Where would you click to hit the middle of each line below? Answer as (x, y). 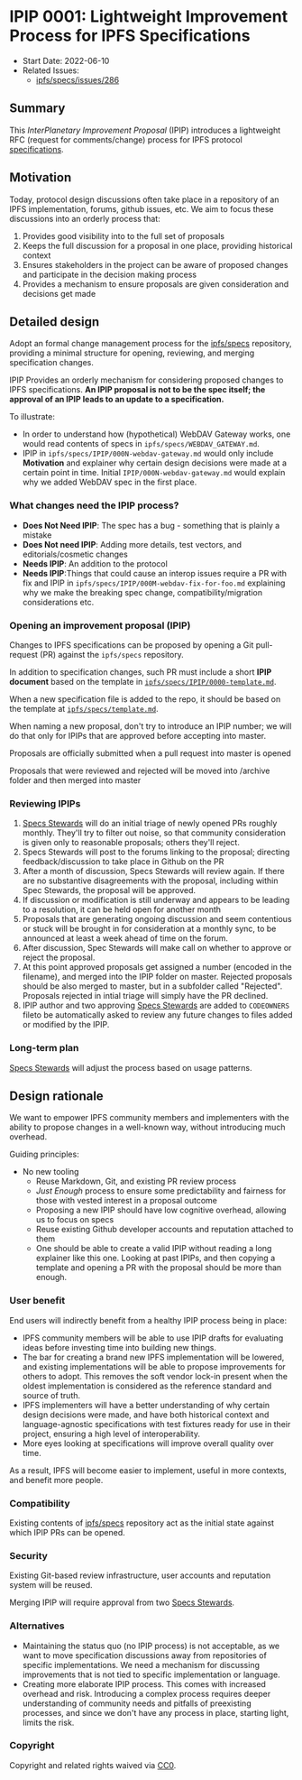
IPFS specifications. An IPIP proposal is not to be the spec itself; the (137, 390)
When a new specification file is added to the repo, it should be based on (145, 699)
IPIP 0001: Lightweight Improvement (149, 17)
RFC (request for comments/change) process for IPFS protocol (126, 139)
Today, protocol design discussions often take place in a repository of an (144, 199)
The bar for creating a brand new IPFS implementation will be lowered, (153, 1357)
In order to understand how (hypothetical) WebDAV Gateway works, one (156, 434)
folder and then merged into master (75, 780)
